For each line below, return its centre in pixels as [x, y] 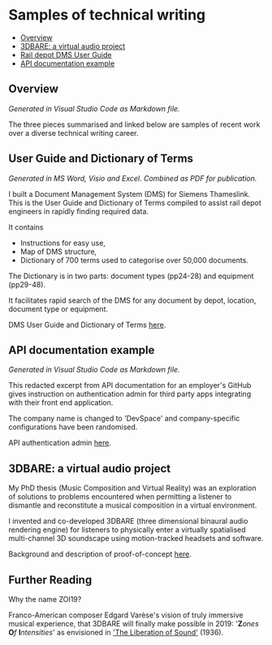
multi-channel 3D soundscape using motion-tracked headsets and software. [136, 538]
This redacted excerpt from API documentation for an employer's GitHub [130, 386]
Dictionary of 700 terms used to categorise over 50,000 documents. [134, 260]
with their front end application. [61, 403]
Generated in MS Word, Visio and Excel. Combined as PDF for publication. [133, 178]
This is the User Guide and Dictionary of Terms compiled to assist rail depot [135, 203]
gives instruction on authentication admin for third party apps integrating [130, 394]
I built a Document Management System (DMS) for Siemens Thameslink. [130, 194]
